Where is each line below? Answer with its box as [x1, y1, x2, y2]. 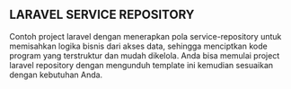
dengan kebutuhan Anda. [9, 69, 103, 80]
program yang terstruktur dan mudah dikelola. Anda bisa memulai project [9, 49, 280, 61]
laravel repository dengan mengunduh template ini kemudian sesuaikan [9, 59, 274, 70]
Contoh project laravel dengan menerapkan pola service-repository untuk [9, 31, 282, 41]
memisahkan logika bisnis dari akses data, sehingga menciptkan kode [9, 40, 268, 51]
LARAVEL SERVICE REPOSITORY [9, 7, 195, 22]
